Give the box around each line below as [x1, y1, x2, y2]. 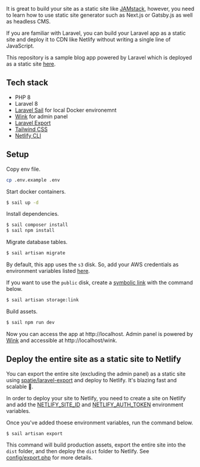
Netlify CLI [14, 132, 41, 139]
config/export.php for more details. [6, 454, 93, 462]
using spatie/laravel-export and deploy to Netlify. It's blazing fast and [6, 376, 177, 383]
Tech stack [6, 78, 49, 88]
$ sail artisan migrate [6, 250, 66, 256]
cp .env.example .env [6, 177, 60, 183]
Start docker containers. [6, 188, 66, 195]
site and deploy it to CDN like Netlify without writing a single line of [6, 36, 171, 43]
